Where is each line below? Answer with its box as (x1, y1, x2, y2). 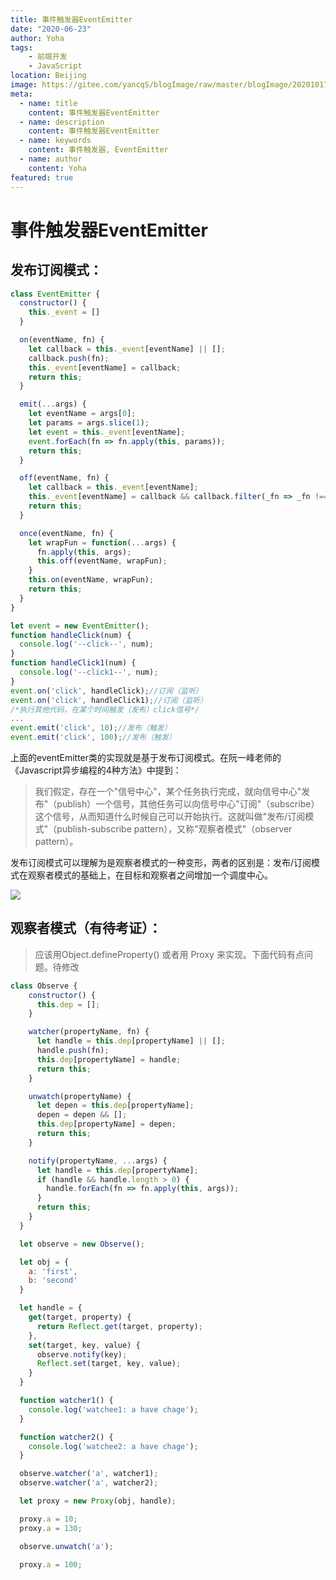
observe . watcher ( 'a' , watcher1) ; (19, 1469, 159, 1479)
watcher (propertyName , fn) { (28, 1027, 150, 1037)
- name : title (19, 98, 78, 108)
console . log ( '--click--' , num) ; (19, 639, 155, 650)
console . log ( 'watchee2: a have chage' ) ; (28, 1441, 199, 1451)
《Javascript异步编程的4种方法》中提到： (10, 764, 182, 776)
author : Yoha (10, 33, 65, 43)
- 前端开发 (28, 52, 68, 62)
